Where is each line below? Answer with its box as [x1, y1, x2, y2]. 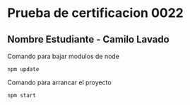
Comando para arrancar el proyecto [7, 78, 112, 87]
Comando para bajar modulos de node [7, 52, 120, 60]
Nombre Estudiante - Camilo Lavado [7, 33, 170, 45]
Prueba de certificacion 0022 [7, 5, 184, 21]
